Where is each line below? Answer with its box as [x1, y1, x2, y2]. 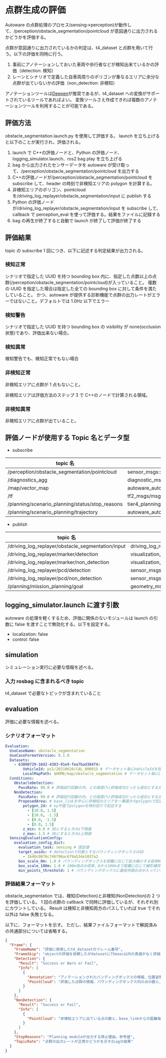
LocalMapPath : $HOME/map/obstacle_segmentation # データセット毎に [23, 771, 159, 776]
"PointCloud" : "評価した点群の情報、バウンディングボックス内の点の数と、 [27, 979, 163, 984]
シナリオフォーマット [5, 732, 56, 739]
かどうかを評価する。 [5, 34, 48, 40]
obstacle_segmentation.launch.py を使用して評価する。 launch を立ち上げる [5, 133, 160, 139]
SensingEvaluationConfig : [9, 836, 63, 841]
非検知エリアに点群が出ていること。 [5, 418, 79, 424]
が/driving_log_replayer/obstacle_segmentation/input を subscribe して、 [12, 205, 161, 211]
